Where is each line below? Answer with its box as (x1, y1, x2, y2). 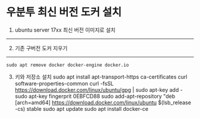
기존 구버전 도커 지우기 (14, 44, 68, 51)
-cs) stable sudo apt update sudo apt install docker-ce (14, 105, 149, 112)
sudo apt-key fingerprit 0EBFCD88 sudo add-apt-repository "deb (14, 92, 176, 100)
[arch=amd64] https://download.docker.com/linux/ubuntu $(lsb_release (14, 99, 192, 106)
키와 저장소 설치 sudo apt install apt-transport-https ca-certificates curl (14, 73, 187, 80)
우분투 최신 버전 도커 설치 (6, 5, 122, 19)
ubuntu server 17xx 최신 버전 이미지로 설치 (14, 26, 116, 33)
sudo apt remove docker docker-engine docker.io (6, 62, 129, 68)
